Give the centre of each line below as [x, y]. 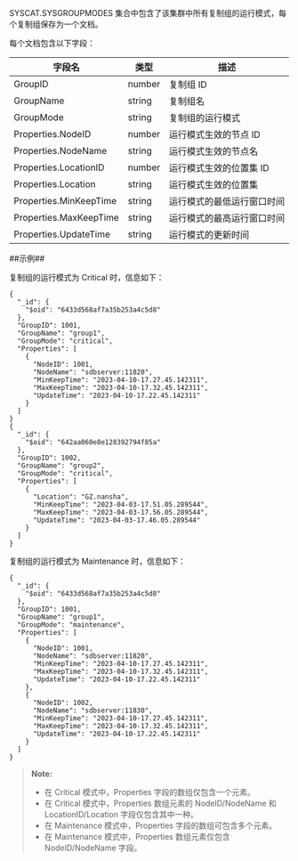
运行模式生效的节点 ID [214, 134]
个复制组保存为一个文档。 [56, 24]
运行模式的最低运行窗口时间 [227, 201]
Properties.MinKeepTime [65, 201]
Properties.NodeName [60, 151]
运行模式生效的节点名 [213, 151]
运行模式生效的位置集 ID [219, 168]
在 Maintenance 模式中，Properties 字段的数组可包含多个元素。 [161, 825]
